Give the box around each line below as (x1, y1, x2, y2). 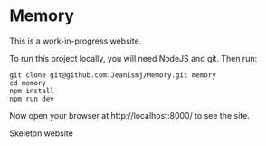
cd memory (9, 78, 47, 87)
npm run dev (9, 94, 54, 103)
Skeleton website (9, 128, 74, 139)
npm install (9, 86, 54, 95)
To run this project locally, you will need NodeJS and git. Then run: (9, 53, 258, 63)
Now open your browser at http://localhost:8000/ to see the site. (9, 110, 251, 121)
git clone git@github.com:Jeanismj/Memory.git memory (9, 70, 217, 80)
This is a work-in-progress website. (9, 35, 142, 46)
